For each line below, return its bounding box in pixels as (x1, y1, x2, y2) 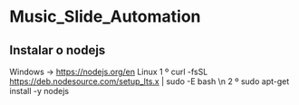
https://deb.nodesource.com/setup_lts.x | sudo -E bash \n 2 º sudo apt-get (9, 76, 290, 87)
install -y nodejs (9, 86, 70, 96)
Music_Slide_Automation (9, 6, 201, 27)
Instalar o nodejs (9, 43, 106, 58)
